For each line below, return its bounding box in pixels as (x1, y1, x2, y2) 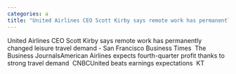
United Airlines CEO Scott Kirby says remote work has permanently (7, 36, 202, 44)
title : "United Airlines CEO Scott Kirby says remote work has (7, 17, 197, 24)
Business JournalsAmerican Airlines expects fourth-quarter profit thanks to (7, 51, 225, 60)
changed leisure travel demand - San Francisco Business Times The (7, 44, 206, 52)
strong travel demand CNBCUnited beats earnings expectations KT (7, 58, 205, 67)
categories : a (7, 10, 49, 18)
